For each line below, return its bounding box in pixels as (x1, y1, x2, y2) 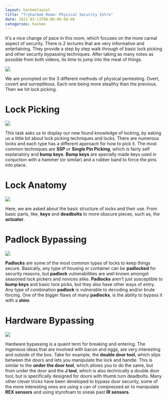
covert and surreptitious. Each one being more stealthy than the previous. (5, 81, 157, 87)
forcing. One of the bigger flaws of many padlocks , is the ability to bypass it (5, 292, 162, 298)
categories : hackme (5, 21, 46, 27)
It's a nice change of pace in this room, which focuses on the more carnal (5, 35, 157, 41)
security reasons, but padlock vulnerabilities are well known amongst (5, 271, 149, 277)
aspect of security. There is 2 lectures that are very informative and (5, 41, 144, 47)
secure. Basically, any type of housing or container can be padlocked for (5, 265, 156, 271)
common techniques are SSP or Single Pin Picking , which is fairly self (5, 146, 150, 152)
